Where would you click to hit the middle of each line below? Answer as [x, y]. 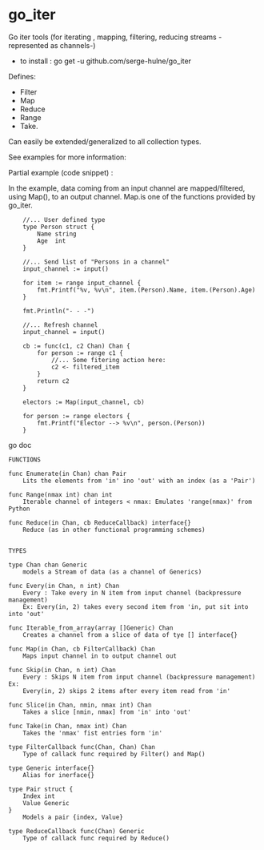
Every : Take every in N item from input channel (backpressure [132, 593]
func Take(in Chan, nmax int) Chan [68, 726]
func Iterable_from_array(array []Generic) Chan [91, 628]
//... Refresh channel [60, 325]
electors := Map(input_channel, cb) [84, 402]
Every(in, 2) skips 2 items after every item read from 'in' [126, 691]
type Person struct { [58, 227]
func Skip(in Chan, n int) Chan [62, 670]
